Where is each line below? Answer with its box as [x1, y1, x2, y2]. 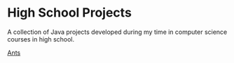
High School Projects [7, 5, 132, 21]
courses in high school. [7, 35, 75, 43]
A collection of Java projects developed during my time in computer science [7, 28, 228, 36]
